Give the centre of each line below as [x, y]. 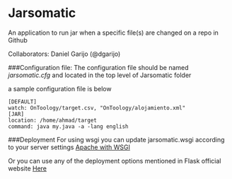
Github [18, 40]
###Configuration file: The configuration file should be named [99, 67]
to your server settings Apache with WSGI [69, 147]
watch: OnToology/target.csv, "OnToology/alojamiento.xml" [97, 108]
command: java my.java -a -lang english [69, 126]
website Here [28, 168]
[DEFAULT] [23, 102]
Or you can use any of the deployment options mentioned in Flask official [115, 161]
